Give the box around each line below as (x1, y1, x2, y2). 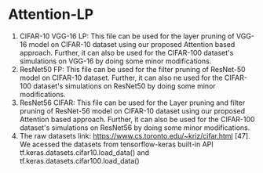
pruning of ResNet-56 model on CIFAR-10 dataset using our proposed (19, 106, 246, 115)
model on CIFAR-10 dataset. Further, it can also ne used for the (19, 73, 223, 82)
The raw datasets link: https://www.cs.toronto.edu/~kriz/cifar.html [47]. (19, 131, 250, 140)
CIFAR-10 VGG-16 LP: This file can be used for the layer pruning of (19, 31, 235, 41)
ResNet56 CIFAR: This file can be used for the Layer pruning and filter (19, 98, 246, 107)
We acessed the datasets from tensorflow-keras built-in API (19, 139, 214, 149)
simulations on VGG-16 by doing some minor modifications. (19, 56, 212, 66)
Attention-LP (8, 5, 94, 23)
